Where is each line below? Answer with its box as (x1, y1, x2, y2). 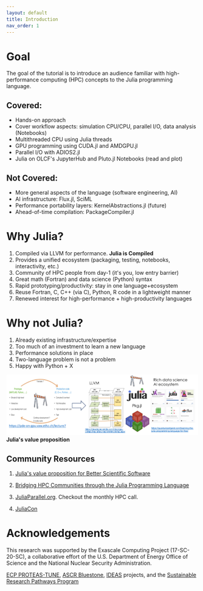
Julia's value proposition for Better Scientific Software (15, 470, 151, 477)
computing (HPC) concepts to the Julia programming (40, 76, 173, 83)
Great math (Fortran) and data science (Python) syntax (15, 275, 153, 283)
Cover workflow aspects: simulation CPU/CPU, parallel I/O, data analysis (15, 123, 196, 130)
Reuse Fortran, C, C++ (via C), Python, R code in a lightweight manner (15, 288, 191, 295)
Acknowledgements (6, 527, 111, 541)
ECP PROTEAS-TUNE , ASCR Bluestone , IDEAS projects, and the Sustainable (6, 572, 196, 579)
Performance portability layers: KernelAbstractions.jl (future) (15, 201, 167, 209)
